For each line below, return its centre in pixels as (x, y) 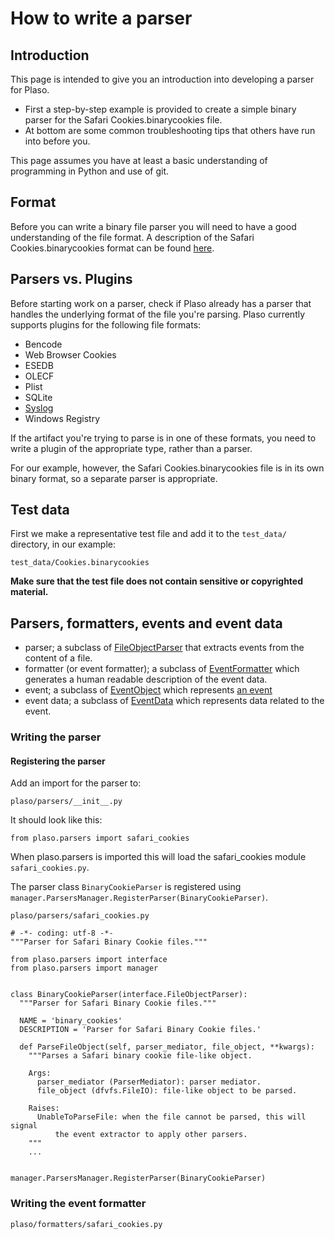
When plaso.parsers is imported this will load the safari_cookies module (158, 857)
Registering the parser (58, 761)
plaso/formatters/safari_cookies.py (86, 1224)
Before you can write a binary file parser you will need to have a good (153, 226)
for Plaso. (30, 90)
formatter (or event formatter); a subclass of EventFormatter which (162, 669)
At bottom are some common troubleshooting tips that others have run (170, 130)
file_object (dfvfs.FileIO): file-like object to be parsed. (167, 1091)
